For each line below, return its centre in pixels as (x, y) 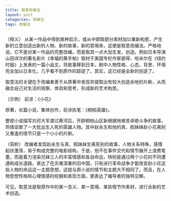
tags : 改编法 (18, 24)
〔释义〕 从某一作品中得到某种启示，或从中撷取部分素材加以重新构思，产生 (84, 39)
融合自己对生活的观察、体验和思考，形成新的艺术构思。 (63, 88)
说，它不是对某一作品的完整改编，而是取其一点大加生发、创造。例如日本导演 (85, 52)
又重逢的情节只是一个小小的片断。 (41, 133)
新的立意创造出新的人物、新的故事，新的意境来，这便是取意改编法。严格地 (83, 46)
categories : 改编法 (25, 19)
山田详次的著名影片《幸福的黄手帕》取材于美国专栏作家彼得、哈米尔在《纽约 (85, 59)
